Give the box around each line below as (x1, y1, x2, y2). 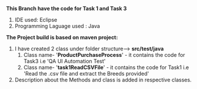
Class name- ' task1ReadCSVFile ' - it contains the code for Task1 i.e (23, 64, 189, 71)
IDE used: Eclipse (14, 16, 57, 23)
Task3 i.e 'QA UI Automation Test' (23, 58, 106, 64)
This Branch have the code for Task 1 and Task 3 (6, 5, 127, 12)
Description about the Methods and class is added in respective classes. (14, 76, 192, 83)
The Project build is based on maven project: (6, 34, 118, 40)
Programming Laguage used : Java (14, 23, 101, 29)
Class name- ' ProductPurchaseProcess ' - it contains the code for (23, 52, 185, 58)
